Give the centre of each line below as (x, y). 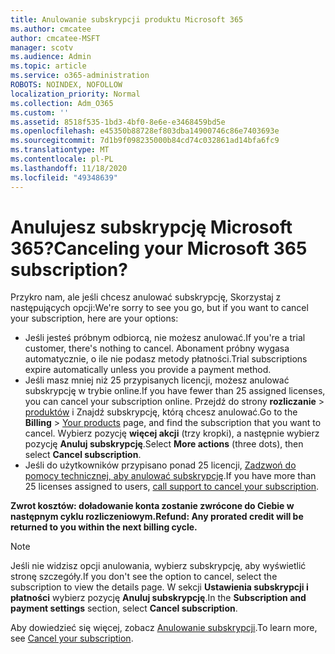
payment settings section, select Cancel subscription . (124, 608)
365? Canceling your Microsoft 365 (159, 248)
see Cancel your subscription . (72, 638)
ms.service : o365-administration (80, 76)
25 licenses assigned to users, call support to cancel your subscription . (172, 487)
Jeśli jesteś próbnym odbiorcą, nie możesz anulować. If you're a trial (165, 338)
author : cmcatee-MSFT (55, 38)
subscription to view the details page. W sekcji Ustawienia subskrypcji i (159, 587)
